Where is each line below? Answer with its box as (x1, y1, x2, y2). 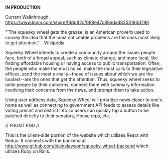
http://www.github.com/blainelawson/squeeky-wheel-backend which (5, 143, 149, 149)
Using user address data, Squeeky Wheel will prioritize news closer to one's (5, 97, 162, 103)
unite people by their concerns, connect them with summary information (5, 82, 155, 88)
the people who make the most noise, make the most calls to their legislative (5, 65, 163, 71)
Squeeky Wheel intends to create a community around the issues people (5, 50, 155, 55)
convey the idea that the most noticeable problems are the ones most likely (5, 35, 160, 40)
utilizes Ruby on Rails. (5, 148, 51, 154)
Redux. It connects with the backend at (5, 138, 86, 143)
